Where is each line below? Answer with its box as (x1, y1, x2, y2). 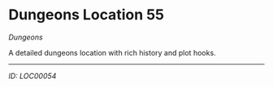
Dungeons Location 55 (8, 6, 165, 24)
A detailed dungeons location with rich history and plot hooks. (8, 48, 217, 57)
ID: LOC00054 (8, 71, 57, 81)
